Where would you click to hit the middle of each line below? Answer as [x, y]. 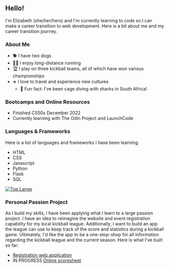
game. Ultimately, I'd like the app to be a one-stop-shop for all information [82, 234]
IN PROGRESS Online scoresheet [47, 260]
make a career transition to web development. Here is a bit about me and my [85, 26]
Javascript [23, 163]
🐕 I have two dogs [32, 56]
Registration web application [42, 255]
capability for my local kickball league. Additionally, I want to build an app [81, 224]
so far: [12, 245]
